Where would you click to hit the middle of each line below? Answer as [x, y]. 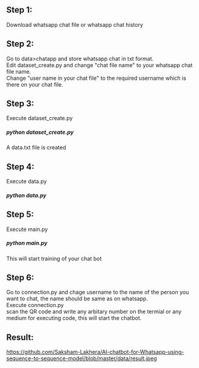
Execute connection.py [35, 305]
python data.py [26, 195]
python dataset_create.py [40, 132]
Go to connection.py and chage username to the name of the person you [98, 292]
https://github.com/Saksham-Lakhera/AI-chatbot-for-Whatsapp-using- [95, 352]
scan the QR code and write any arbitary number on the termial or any [94, 312]
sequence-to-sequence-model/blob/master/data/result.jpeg [82, 358]
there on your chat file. [35, 84]
